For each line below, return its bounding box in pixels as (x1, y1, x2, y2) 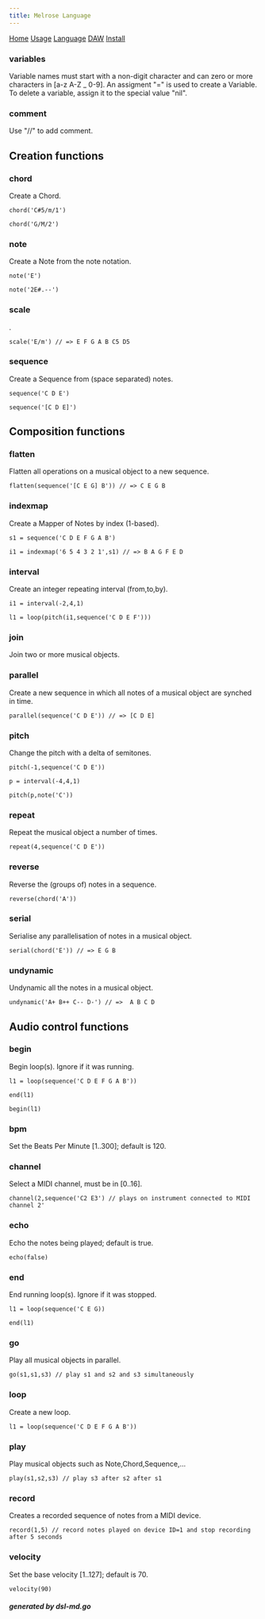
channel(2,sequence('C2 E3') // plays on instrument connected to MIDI (9, 1195, 251, 1203)
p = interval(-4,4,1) (9, 777, 81, 785)
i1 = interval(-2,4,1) (9, 600, 84, 608)
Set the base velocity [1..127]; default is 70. (9, 1570, 149, 1579)
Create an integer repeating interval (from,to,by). (9, 585, 168, 594)
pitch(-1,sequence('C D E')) (9, 763, 106, 771)
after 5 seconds (9, 1533, 63, 1541)
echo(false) (9, 1253, 48, 1262)
